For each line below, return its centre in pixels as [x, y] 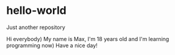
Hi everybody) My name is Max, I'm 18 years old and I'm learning [88, 39]
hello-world [37, 11]
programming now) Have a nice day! [52, 45]
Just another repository [36, 27]
